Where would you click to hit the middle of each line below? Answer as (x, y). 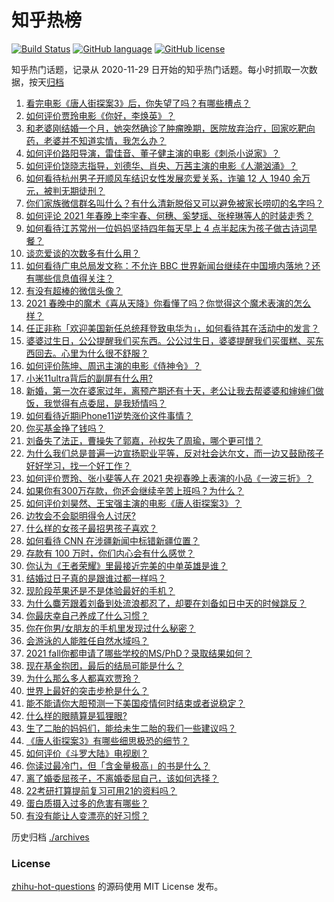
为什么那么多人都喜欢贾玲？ (83, 678)
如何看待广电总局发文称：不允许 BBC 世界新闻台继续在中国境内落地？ (169, 265)
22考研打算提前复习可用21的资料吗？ (101, 790)
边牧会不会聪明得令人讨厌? (80, 515)
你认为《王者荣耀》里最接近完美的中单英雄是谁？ (126, 565)
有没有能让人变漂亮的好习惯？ (87, 815)
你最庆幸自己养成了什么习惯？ (87, 615)
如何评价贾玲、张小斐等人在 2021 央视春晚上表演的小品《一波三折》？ (169, 478)
